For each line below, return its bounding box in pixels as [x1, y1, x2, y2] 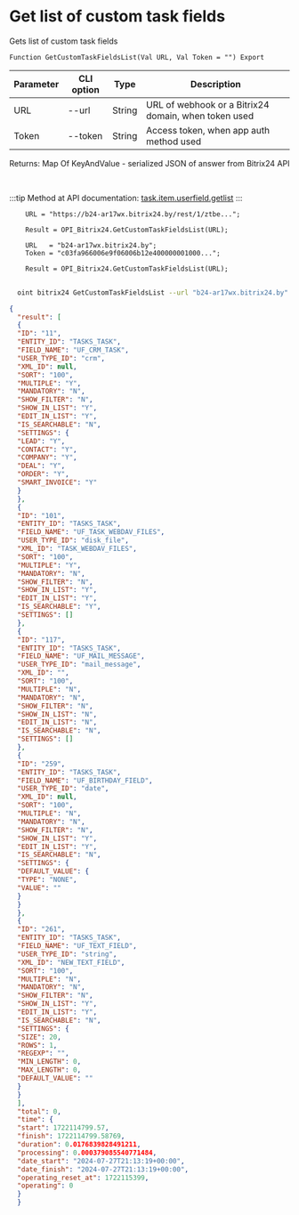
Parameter [13, 77, 60, 90]
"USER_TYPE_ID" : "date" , [17, 784, 109, 793]
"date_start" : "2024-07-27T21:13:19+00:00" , [17, 1156, 185, 1165]
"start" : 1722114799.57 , [17, 1123, 109, 1132]
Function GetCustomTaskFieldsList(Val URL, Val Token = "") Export [9, 53, 265, 61]
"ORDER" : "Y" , [17, 470, 69, 479]
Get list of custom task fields [9, 6, 225, 27]
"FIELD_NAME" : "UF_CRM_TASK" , [17, 345, 129, 355]
